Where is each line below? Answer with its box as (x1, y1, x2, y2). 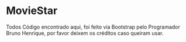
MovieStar (6, 4, 58, 17)
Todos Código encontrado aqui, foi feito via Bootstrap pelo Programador (6, 23, 180, 30)
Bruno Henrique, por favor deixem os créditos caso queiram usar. (6, 29, 164, 36)
